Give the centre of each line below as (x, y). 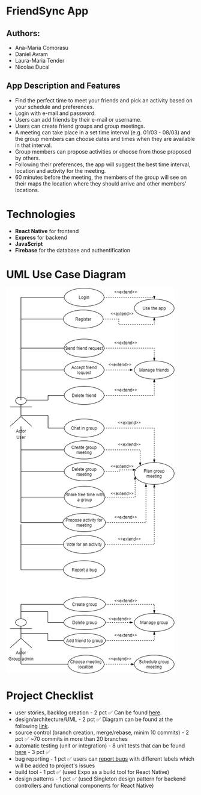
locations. (27, 190)
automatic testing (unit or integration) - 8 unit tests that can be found (100, 746)
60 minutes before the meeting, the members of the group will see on (101, 177)
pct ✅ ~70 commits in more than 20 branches (71, 738)
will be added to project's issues (55, 765)
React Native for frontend (47, 231)
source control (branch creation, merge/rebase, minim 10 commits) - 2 (102, 732)
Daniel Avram (31, 54)
